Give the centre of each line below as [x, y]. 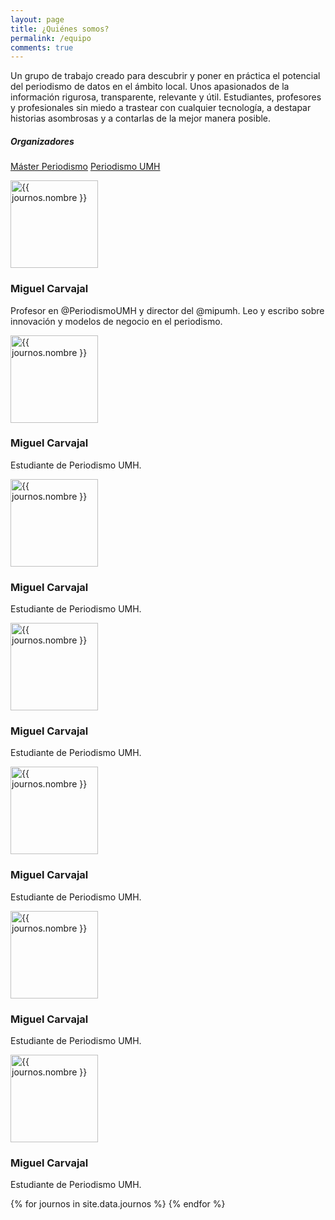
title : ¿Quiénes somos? [60, 29]
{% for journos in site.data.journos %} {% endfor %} [118, 1204]
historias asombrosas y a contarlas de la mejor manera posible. [141, 118]
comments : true [42, 47]
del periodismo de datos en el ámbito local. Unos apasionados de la [150, 87]
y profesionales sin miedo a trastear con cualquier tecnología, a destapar [161, 108]
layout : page [37, 19]
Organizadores [42, 141]
